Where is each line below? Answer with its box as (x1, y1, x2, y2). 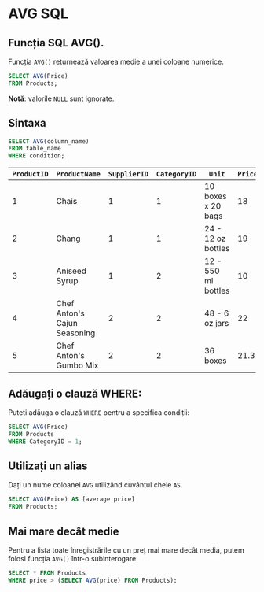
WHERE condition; (8, 152, 65, 160)
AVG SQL (8, 5, 69, 23)
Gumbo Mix (56, 360, 99, 371)
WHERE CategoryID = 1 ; (8, 438, 82, 446)
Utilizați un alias (8, 460, 88, 473)
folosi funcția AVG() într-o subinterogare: (8, 554, 139, 563)
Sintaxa (8, 117, 46, 130)
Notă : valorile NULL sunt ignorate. (8, 94, 115, 103)
